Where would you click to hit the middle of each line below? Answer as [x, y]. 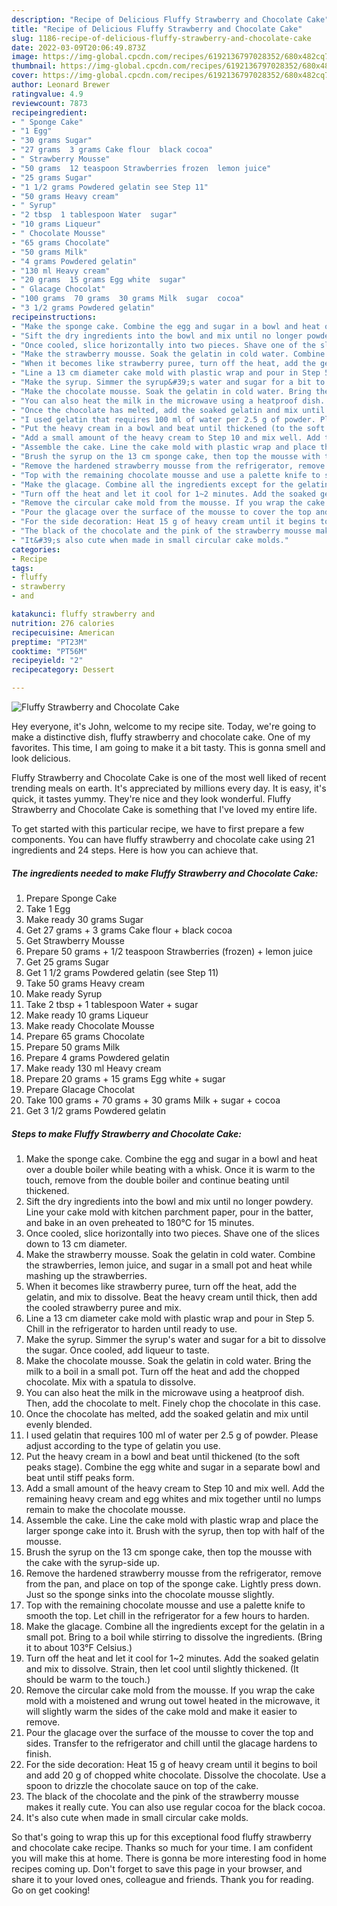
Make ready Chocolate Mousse [90, 1025]
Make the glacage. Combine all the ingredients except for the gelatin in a [175, 1626]
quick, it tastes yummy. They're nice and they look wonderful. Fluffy [151, 799]
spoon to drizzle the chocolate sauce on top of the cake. [142, 1785]
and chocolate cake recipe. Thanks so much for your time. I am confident [162, 1847]
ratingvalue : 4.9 [47, 94]
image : [25, 57]
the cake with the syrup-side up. [92, 1562]
